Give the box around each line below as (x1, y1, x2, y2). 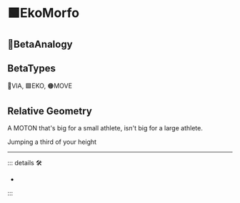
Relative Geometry (7, 105, 93, 117)
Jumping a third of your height (7, 137, 97, 146)
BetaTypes (7, 62, 56, 74)
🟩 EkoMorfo (7, 5, 80, 21)
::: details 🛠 (7, 159, 43, 167)
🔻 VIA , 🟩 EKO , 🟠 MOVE (7, 82, 73, 90)
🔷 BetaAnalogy (7, 38, 73, 50)
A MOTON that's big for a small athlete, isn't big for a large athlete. (7, 124, 204, 132)
